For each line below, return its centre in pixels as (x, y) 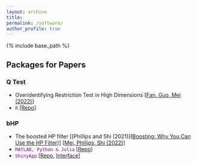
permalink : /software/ (35, 23)
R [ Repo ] (26, 107)
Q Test (16, 82)
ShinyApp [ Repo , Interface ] (48, 156)
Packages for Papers (46, 65)
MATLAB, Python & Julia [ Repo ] (54, 149)
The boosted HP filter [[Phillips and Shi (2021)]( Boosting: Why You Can (103, 137)
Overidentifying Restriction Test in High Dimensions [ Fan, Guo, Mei (98, 95)
